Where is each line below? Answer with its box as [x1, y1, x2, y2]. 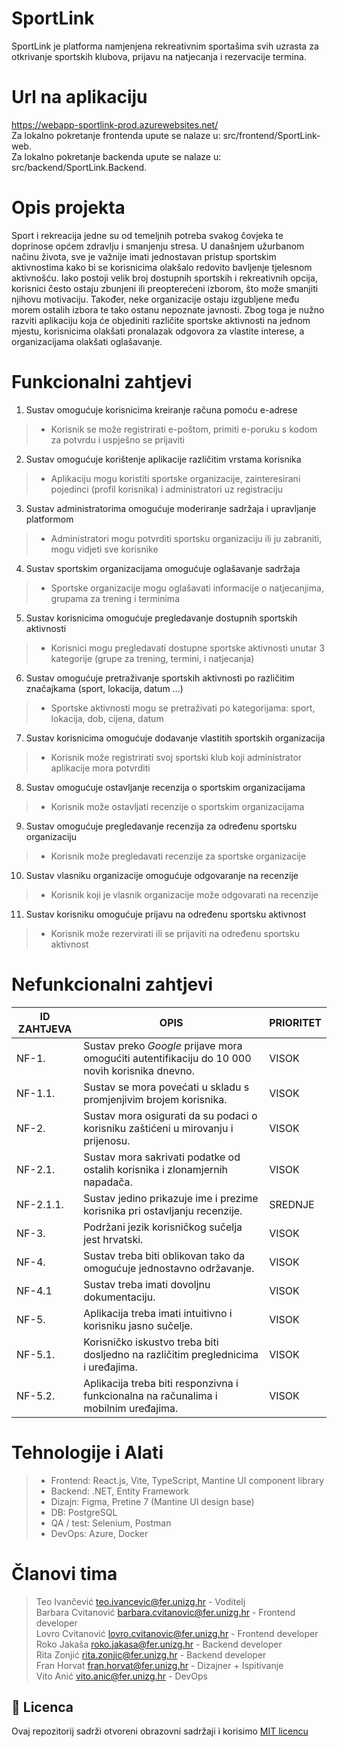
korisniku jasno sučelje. [83, 1318, 193, 1332]
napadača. [83, 1175, 133, 1189]
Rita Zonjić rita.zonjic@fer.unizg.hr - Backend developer [35, 1648, 267, 1661]
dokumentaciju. [83, 1290, 156, 1304]
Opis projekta [11, 197, 126, 219]
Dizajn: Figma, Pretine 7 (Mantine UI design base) [50, 1495, 255, 1507]
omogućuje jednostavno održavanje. [83, 1261, 255, 1275]
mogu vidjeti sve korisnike [50, 543, 159, 555]
